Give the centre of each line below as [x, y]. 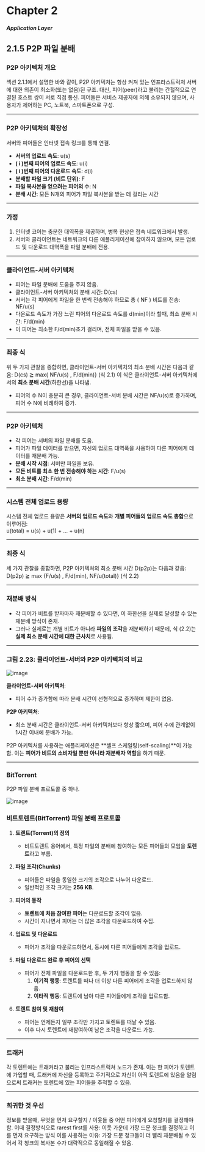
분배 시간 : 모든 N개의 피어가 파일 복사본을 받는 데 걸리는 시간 [87, 194]
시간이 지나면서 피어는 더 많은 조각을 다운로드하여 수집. [89, 921]
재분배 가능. [45, 455]
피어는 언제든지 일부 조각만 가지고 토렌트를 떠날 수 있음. [90, 1022]
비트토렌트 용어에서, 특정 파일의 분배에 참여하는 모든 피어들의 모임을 [105, 846]
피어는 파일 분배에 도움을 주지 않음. [57, 285]
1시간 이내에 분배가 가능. [44, 733]
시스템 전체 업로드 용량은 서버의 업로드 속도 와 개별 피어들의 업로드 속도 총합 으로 [100, 516]
